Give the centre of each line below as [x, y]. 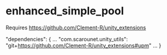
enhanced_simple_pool [65, 11]
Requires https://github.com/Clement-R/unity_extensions [76, 27]
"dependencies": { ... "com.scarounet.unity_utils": [67, 39]
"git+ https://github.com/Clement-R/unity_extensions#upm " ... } [83, 45]
